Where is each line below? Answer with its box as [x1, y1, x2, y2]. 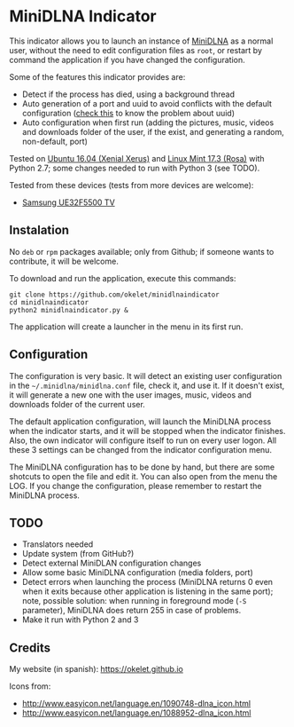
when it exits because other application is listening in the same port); [21, 586, 274, 597]
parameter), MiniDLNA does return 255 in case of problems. [21, 605, 242, 616]
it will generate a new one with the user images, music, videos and [9, 389, 252, 400]
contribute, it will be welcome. [9, 256, 120, 266]
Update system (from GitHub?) [21, 549, 135, 559]
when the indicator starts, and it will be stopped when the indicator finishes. [9, 425, 286, 436]
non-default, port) [21, 136, 89, 146]
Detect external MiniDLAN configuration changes [21, 557, 202, 569]
